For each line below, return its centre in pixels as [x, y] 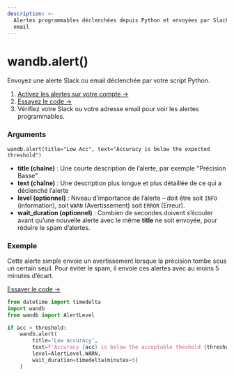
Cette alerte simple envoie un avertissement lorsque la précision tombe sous [117, 261]
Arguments [27, 135]
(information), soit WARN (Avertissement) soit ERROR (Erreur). [101, 205]
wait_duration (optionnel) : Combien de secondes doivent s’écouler [115, 212]
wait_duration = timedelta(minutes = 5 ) [85, 360]
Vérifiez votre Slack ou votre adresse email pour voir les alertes [108, 109]
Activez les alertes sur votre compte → [73, 94]
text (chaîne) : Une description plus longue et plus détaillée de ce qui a [119, 183]
